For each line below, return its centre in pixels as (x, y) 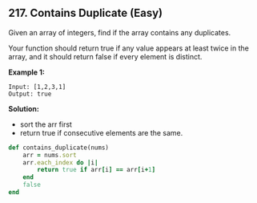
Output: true (30, 94)
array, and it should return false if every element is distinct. (105, 56)
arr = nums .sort (50, 155)
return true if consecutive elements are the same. (101, 132)
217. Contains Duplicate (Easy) (85, 13)
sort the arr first (46, 124)
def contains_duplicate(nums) (59, 148)
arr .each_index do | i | (60, 162)
